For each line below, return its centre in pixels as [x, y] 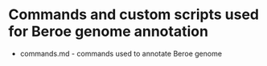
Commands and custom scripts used [134, 15]
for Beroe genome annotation [109, 31]
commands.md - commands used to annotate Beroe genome [121, 53]
